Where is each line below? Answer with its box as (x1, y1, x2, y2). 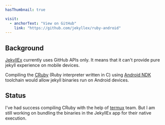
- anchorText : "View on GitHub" (9, 21, 77, 26)
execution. (5, 115, 27, 121)
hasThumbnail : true (5, 7, 46, 12)
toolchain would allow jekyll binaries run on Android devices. (5, 77, 129, 83)
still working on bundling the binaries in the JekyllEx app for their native (5, 110, 152, 116)
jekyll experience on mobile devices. (5, 62, 80, 68)
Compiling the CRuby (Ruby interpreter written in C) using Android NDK (5, 72, 152, 78)
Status (5, 91, 26, 100)
